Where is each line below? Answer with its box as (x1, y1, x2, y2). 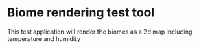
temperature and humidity (7, 34, 81, 42)
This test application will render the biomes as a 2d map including (7, 27, 193, 36)
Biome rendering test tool (7, 5, 155, 21)
